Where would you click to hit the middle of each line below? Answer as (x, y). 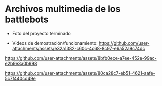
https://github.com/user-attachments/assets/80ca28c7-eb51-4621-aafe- (80, 73)
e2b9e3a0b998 (21, 63)
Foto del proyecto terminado (41, 33)
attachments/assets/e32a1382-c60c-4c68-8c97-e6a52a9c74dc (79, 48)
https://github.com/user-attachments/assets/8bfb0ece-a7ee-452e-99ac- (81, 58)
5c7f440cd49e (20, 78)
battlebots (27, 20)
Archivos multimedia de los (63, 9)
